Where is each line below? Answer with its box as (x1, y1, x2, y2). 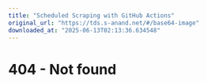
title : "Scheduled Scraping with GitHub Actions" (8, 11, 175, 20)
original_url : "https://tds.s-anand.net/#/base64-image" (8, 19, 200, 27)
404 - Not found (8, 60, 117, 78)
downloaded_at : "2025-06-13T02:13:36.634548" (8, 26, 160, 34)
